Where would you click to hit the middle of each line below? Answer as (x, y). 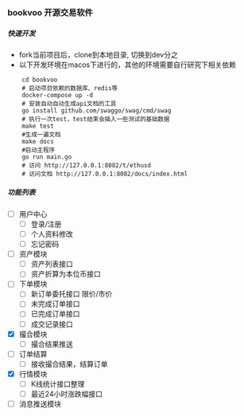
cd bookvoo (40, 80)
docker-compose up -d (57, 95)
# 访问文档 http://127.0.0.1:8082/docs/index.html (105, 174)
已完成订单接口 (55, 314)
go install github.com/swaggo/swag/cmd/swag (97, 110)
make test (38, 126)
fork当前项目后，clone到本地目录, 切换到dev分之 (98, 54)
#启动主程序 (39, 150)
